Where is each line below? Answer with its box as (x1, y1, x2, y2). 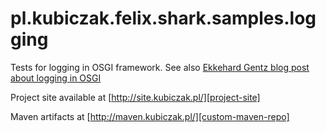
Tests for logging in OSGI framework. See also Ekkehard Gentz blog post (10, 61, 310, 73)
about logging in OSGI (10, 72, 102, 84)
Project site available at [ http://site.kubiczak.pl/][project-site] (10, 91, 261, 103)
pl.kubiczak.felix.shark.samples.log (10, 7, 317, 30)
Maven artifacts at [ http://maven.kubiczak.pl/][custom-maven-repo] (10, 110, 290, 122)
